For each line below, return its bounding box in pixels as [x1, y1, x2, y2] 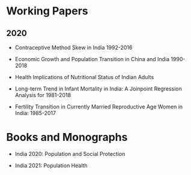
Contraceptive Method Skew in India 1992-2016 [14, 44, 133, 51]
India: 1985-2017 [14, 110, 56, 116]
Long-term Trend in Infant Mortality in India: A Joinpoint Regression [14, 85, 182, 92]
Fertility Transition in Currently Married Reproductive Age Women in [14, 103, 183, 110]
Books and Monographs [6, 131, 128, 144]
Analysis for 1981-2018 [14, 92, 71, 98]
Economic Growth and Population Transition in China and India [14, 56, 170, 62]
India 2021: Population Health [14, 162, 88, 169]
